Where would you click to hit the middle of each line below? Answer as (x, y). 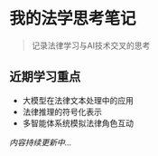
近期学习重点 (45, 77)
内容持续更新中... (41, 142)
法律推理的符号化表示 (62, 112)
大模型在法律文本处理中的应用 (78, 100)
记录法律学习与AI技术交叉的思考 (91, 45)
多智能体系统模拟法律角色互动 (78, 122)
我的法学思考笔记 (73, 19)
